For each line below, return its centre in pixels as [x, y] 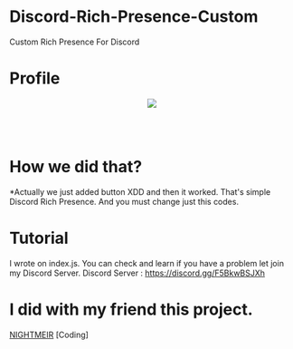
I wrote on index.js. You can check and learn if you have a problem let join [147, 263]
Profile [35, 78]
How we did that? [76, 167]
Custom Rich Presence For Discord [75, 42]
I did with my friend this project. [131, 309]
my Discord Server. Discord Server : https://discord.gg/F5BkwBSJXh [137, 273]
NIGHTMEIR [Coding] [49, 334]
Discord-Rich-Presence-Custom [134, 17]
